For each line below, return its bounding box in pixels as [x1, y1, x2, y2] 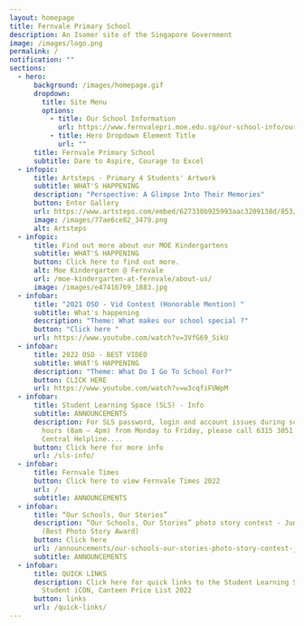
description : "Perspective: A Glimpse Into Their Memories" [33, 190, 265, 199]
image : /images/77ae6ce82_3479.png [33, 215, 168, 225]
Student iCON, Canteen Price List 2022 [42, 586, 193, 595]
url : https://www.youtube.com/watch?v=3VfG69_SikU [33, 333, 229, 342]
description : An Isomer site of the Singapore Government [9, 30, 233, 39]
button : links [33, 594, 88, 603]
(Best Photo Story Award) [42, 527, 140, 536]
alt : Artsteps [33, 224, 88, 233]
